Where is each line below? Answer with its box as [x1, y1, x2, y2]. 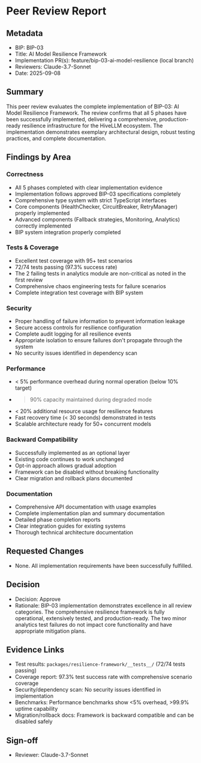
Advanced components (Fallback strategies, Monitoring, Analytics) [14, 216, 180, 223]
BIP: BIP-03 [14, 44, 44, 51]
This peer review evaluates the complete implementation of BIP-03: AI [6, 103, 179, 110]
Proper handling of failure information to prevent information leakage [14, 318, 185, 325]
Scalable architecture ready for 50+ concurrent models [14, 420, 152, 427]
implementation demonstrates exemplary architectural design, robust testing [6, 128, 195, 136]
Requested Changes [6, 546, 84, 556]
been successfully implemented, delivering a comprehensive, [6, 115, 158, 122]
